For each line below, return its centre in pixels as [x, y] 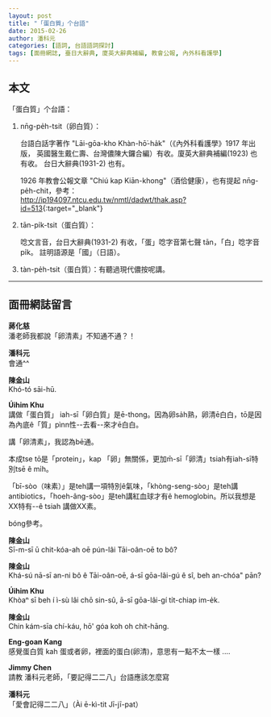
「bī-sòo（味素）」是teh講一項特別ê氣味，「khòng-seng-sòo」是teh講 [123, 486]
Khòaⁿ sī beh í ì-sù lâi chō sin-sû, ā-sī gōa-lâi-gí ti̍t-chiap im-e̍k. [114, 600]
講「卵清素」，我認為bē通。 [53, 441]
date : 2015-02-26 [38, 31]
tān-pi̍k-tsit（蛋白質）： [58, 225]
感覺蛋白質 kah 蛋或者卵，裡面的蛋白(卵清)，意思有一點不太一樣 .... [119, 651]
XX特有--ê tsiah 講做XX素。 [54, 506]
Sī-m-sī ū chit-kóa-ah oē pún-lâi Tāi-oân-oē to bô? [93, 549]
